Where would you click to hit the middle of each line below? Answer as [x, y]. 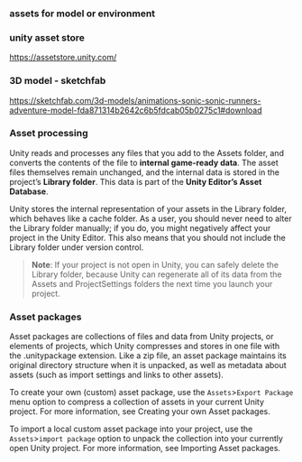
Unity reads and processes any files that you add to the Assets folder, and [146, 152]
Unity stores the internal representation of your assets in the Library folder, [148, 208]
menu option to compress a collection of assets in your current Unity [137, 402]
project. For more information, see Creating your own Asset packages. [140, 411]
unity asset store [47, 37]
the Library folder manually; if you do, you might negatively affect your [140, 227]
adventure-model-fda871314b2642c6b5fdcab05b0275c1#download [136, 110]
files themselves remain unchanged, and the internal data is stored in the [144, 172]
